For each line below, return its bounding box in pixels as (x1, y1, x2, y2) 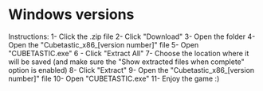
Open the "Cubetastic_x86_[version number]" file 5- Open (8, 40, 199, 49)
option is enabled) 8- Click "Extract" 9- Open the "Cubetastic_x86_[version (8, 65, 255, 74)
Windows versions (8, 6, 135, 24)
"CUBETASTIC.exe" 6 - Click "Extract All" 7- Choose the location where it (8, 48, 249, 58)
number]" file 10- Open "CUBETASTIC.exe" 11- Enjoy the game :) (8, 74, 220, 83)
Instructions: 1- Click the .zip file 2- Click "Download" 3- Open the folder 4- (8, 32, 256, 41)
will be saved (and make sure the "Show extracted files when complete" (8, 57, 245, 66)
